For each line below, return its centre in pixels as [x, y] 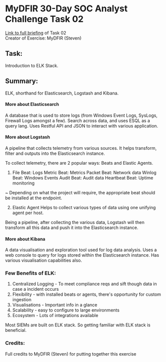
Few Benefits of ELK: [30, 273]
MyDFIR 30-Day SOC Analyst [66, 9]
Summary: [22, 81]
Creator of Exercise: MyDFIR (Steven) [43, 38]
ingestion [22, 300]
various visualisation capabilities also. [44, 261]
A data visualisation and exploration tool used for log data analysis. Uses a [81, 250]
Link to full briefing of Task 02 [36, 33]
